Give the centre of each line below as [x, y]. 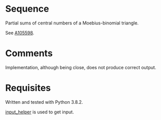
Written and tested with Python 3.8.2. [44, 102]
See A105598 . [20, 33]
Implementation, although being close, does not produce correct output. [81, 67]
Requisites [28, 88]
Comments [29, 53]
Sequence [27, 9]
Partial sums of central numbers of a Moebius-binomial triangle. [72, 23]
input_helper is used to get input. [40, 112]
